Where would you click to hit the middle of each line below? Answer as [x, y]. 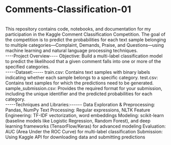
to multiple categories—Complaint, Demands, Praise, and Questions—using [85, 45]
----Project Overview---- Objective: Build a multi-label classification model [84, 56]
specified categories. [28, 67]
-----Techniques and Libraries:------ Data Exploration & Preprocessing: [80, 104]
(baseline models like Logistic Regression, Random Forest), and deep [78, 121]
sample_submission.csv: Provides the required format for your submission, [84, 88]
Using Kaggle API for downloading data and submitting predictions [75, 137]
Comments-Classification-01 [68, 9]
